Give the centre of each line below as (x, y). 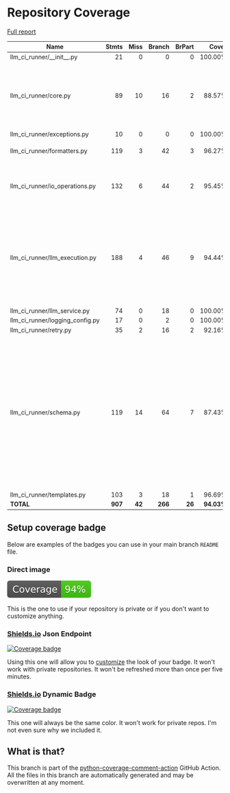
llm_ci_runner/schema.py (45, 412)
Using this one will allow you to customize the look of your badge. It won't (111, 662)
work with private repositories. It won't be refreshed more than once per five (115, 670)
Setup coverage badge (56, 528)
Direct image (29, 569)
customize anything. (36, 616)
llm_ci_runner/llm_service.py (50, 311)
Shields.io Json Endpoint (50, 634)
